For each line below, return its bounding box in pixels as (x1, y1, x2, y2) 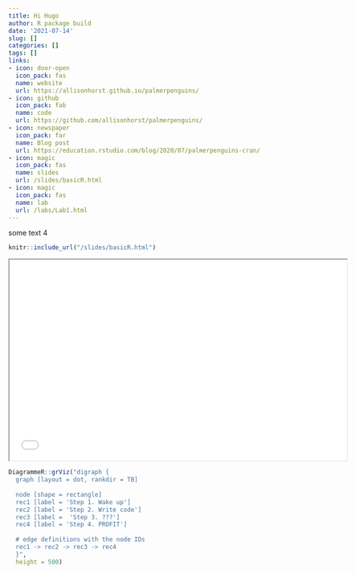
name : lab (15, 199, 48, 207)
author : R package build (8, 19, 92, 27)
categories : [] (8, 42, 59, 50)
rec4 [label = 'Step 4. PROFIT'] (15, 520, 128, 529)
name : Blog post (15, 138, 70, 147)
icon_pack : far (15, 131, 67, 139)
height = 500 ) (15, 558, 63, 566)
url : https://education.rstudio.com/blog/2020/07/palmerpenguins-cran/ (15, 146, 261, 154)
